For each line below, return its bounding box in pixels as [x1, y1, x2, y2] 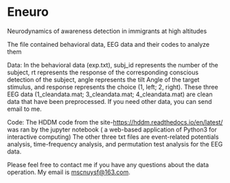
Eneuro [7, 4, 49, 20]
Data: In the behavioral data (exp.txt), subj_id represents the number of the [7, 61, 218, 69]
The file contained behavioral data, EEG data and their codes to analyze [7, 40, 210, 48]
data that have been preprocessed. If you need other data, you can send [7, 97, 212, 105]
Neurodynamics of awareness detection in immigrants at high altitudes [7, 27, 207, 35]
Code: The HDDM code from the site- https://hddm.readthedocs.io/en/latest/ [7, 118, 223, 126]
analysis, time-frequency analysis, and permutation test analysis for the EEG [7, 140, 223, 148]
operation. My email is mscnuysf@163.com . [7, 168, 130, 176]
